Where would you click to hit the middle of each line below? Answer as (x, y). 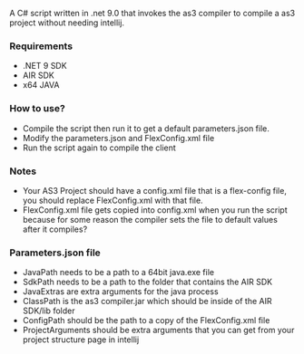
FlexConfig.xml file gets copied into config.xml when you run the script (155, 210)
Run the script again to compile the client (99, 148)
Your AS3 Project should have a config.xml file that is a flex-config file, (155, 190)
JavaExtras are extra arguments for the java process (121, 292)
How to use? (37, 109)
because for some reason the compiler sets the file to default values (150, 219)
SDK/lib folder (49, 311)
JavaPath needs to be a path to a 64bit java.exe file (118, 273)
